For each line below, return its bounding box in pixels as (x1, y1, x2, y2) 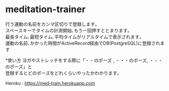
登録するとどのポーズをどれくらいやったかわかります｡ (5, 70, 120, 76)
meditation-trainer (5, 4, 86, 15)
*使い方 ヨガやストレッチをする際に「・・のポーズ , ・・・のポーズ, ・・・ (5, 57, 163, 63)
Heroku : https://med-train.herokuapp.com (5, 80, 95, 86)
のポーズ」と (5, 64, 32, 70)
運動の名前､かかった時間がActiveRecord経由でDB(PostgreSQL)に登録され (5, 40, 160, 46)
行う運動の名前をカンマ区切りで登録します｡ (5, 21, 97, 27)
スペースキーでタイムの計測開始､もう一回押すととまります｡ (5, 27, 130, 34)
